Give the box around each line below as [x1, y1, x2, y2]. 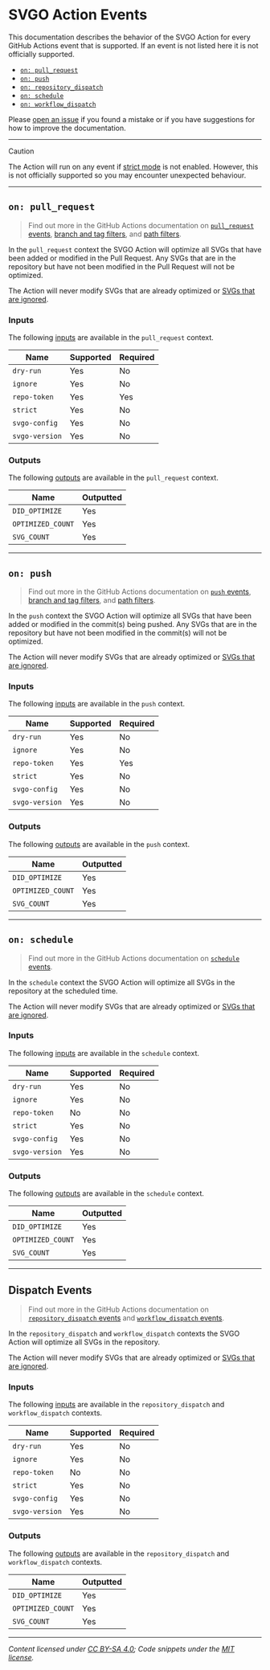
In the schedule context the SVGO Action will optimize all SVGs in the [8, 977, 235, 987]
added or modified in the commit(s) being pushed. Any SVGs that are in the [8, 620, 257, 629]
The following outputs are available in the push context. [8, 839, 190, 849]
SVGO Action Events [8, 6, 148, 24]
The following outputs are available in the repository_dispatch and [8, 1549, 230, 1558]
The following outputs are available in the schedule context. [8, 1189, 205, 1198]
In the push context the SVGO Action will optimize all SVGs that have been [8, 611, 252, 620]
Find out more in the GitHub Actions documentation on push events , [27, 587, 252, 596]
